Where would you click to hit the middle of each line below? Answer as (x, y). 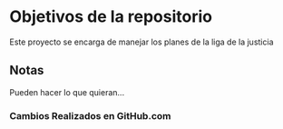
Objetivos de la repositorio (111, 17)
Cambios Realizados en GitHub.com (90, 115)
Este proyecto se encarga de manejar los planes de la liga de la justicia (141, 42)
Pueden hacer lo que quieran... (67, 92)
